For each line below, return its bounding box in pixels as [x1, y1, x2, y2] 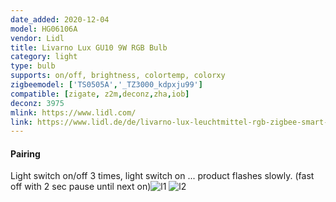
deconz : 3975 [10, 98, 65, 108]
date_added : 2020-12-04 [10, 14, 110, 25]
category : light [10, 52, 78, 62]
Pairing [10, 147, 41, 160]
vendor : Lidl [10, 33, 65, 43]
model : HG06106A [10, 24, 78, 34]
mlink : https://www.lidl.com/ [10, 107, 137, 118]
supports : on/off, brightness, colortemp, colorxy [10, 71, 226, 81]
